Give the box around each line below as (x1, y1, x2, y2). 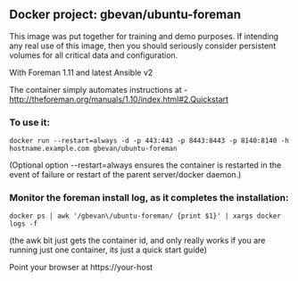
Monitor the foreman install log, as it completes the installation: (9, 192, 289, 204)
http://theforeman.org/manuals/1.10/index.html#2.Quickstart (9, 94, 229, 104)
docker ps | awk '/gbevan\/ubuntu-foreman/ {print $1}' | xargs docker (9, 211, 281, 221)
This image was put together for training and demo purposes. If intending (9, 30, 279, 41)
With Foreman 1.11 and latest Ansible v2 (9, 67, 153, 78)
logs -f (9, 219, 38, 228)
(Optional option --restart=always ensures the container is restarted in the (9, 160, 282, 170)
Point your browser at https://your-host (9, 262, 153, 273)
